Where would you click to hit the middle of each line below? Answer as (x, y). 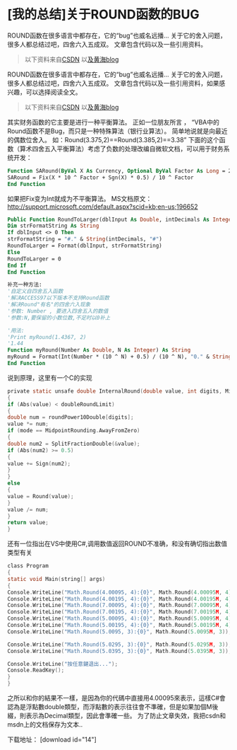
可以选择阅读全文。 (54, 92)
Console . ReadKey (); (36, 670)
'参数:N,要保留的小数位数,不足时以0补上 (59, 318)
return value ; (28, 523)
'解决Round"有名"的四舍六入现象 (49, 305)
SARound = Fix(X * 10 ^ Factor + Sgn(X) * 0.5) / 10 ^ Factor (101, 178)
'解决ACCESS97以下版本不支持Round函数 (59, 298)
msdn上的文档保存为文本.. (45, 725)
